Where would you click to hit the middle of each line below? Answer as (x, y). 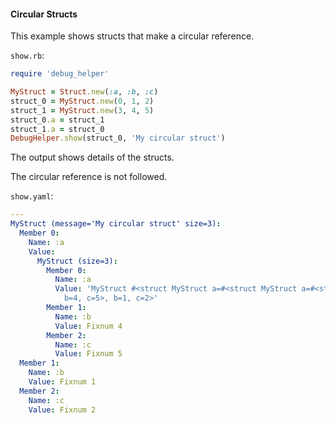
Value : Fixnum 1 (62, 382)
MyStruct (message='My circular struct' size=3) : (116, 224)
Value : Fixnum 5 (88, 354)
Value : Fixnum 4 (88, 326)
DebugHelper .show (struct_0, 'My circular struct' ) (118, 138)
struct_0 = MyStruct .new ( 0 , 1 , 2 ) (82, 101)
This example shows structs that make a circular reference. (132, 36)
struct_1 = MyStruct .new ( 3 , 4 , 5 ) (82, 110)
